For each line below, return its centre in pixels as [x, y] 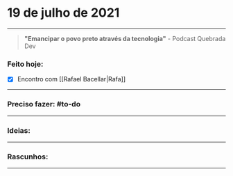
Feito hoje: [25, 64]
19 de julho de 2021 [63, 13]
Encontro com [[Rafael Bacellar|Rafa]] [71, 79]
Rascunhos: [28, 157]
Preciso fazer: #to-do [44, 104]
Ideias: [19, 130]
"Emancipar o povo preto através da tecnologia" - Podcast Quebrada [125, 38]
